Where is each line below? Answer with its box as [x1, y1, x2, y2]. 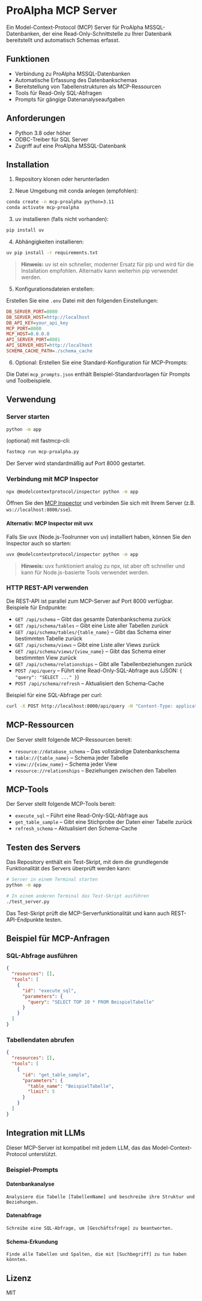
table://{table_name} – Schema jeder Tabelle [14, 754, 129, 761]
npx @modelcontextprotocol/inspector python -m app [6, 489, 138, 495]
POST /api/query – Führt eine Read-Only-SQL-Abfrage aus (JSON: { [14, 667, 183, 674]
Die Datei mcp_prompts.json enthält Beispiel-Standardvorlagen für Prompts [6, 370, 191, 377]
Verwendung [6, 394, 56, 405]
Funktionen [6, 54, 50, 64]
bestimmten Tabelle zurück [14, 635, 82, 642]
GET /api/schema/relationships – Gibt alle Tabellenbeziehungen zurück [14, 660, 192, 667]
